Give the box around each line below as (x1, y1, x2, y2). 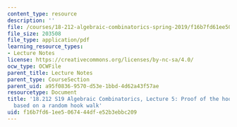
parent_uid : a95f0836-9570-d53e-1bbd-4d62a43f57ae (7, 83, 159, 90)
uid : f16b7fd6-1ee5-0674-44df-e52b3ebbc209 (7, 109, 138, 116)
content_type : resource (7, 10, 78, 18)
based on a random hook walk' (13, 102, 102, 109)
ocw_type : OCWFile (7, 63, 61, 70)
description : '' (7, 17, 55, 24)
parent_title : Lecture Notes (7, 69, 93, 76)
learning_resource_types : (7, 43, 83, 50)
